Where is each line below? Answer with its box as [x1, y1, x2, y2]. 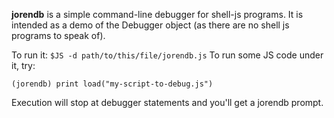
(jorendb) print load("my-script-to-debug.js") [11, 79, 214, 89]
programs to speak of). [11, 30, 106, 41]
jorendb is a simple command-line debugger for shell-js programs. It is [11, 9, 304, 20]
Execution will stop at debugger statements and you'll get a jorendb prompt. [11, 97, 324, 108]
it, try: [11, 60, 36, 71]
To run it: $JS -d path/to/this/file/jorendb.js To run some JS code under [11, 49, 324, 61]
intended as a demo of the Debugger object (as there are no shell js [11, 19, 290, 31]
